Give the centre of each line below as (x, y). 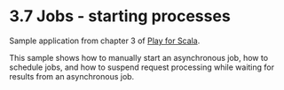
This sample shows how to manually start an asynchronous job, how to (139, 57)
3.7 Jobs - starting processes (120, 16)
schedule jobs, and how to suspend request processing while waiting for (142, 67)
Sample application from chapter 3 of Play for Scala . (105, 41)
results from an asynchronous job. (72, 76)
